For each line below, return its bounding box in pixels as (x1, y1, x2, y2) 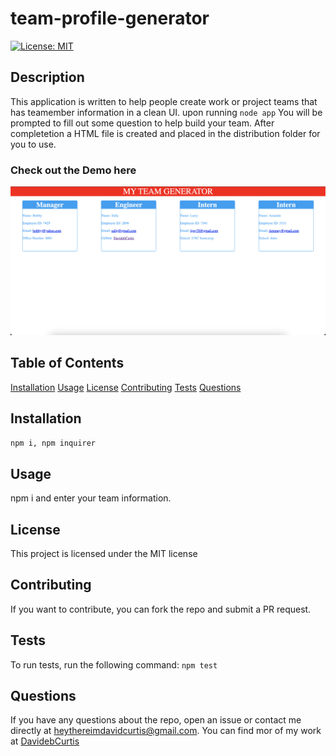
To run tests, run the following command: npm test (10, 658, 218, 671)
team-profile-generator (10, 7, 210, 30)
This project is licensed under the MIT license (10, 548, 198, 560)
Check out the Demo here (10, 163, 137, 177)
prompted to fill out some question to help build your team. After (10, 117, 275, 129)
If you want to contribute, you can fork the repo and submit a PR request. (10, 603, 312, 615)
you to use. (10, 138, 57, 150)
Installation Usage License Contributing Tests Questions (10, 381, 242, 393)
